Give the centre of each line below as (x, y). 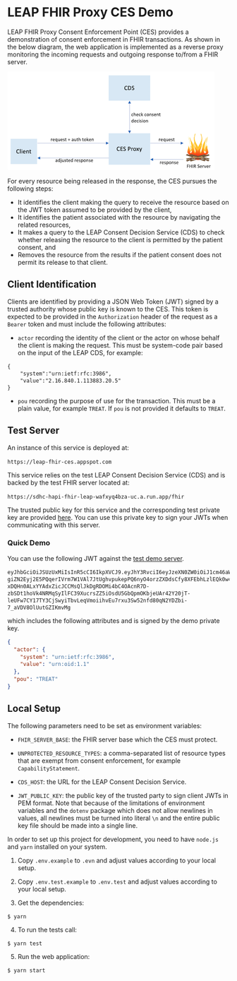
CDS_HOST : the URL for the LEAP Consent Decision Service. (102, 782)
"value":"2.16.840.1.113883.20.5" (71, 381)
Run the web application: (54, 956)
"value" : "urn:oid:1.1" (55, 665)
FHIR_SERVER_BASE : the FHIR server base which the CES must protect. (117, 739)
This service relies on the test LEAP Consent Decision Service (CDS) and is (116, 475)
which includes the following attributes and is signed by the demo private (114, 620)
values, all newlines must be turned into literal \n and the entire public (119, 818)
